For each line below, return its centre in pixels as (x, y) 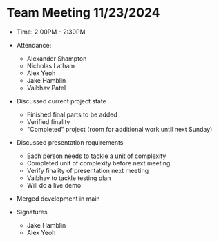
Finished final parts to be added (72, 114)
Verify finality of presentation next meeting (88, 170)
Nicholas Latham (51, 65)
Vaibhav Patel (46, 88)
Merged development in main (58, 199)
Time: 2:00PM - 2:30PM (51, 32)
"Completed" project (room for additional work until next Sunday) (120, 129)
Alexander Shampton (57, 58)
